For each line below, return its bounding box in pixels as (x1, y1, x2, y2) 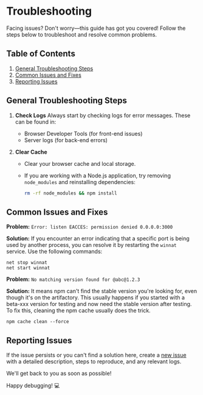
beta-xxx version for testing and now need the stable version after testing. (6, 301, 192, 308)
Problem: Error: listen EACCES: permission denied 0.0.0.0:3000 (6, 223, 173, 230)
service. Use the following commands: (6, 248, 103, 255)
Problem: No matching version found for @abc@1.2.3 (6, 276, 140, 283)
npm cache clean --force (6, 319, 69, 325)
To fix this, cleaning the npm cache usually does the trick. (6, 307, 151, 315)
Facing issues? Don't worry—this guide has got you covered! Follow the (6, 24, 186, 32)
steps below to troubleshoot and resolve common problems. (6, 30, 157, 38)
